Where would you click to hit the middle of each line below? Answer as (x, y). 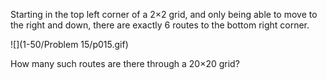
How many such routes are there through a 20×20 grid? (125, 63)
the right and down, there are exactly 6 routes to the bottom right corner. (160, 25)
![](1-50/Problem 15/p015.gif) (69, 44)
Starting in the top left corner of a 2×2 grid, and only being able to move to (164, 14)
